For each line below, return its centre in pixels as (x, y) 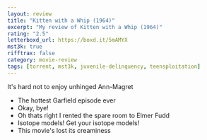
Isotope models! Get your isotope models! (78, 123)
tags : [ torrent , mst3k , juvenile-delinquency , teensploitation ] (104, 66)
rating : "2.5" (28, 34)
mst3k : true (25, 47)
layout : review (30, 14)
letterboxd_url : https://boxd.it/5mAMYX (68, 40)
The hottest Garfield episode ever (66, 100)
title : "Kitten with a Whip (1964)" (61, 21)
